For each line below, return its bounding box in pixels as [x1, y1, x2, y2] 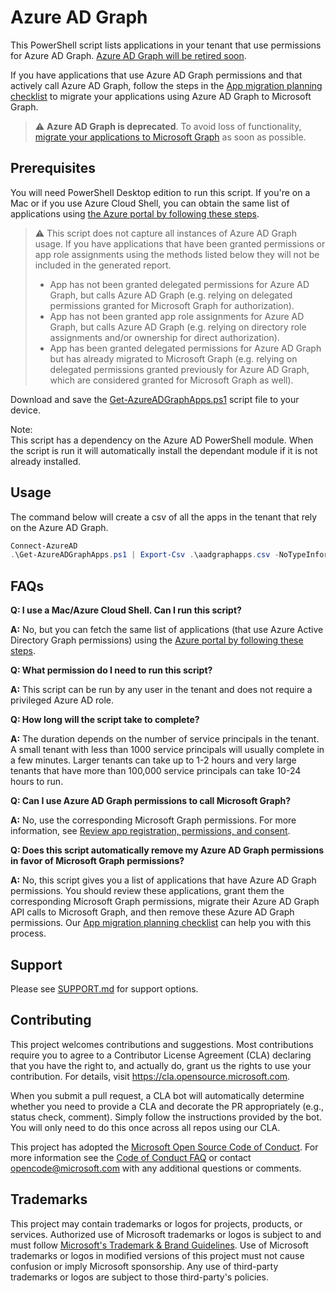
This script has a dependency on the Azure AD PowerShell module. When [10, 434, 314, 446]
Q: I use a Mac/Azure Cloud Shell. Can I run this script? [10, 604, 242, 616]
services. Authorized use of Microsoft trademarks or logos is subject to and [10, 1228, 322, 1240]
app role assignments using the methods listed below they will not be [34, 248, 320, 260]
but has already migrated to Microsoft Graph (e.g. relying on [49, 352, 298, 365]
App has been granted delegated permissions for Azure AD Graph [49, 342, 322, 354]
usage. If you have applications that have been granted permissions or [34, 237, 326, 250]
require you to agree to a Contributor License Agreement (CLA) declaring [10, 1049, 312, 1061]
